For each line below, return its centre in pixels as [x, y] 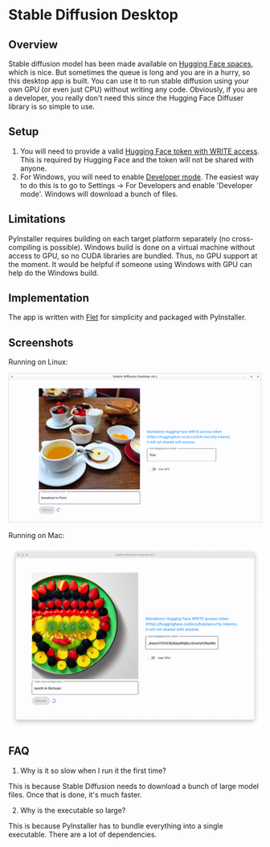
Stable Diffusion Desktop [94, 15]
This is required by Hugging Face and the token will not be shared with [137, 159]
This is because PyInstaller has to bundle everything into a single [116, 825]
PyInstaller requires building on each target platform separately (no [119, 238]
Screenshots [41, 342]
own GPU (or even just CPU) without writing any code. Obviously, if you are [133, 89]
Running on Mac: [37, 536]
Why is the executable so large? [73, 810]
